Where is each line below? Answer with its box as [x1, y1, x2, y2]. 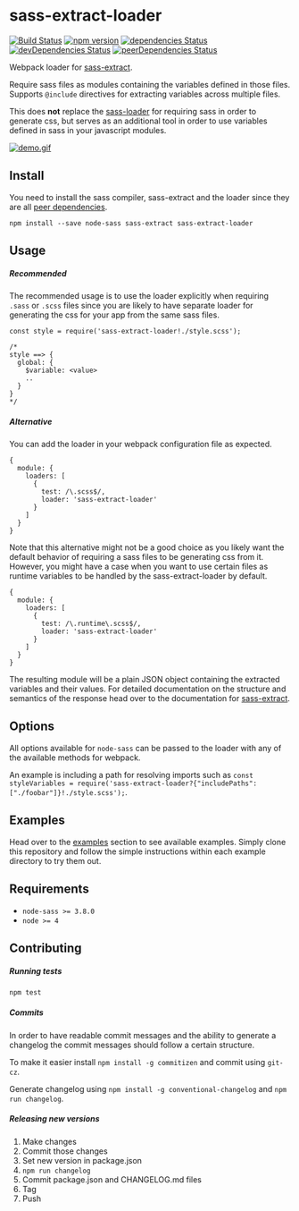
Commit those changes [21, 1146, 109, 1156]
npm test [9, 987, 42, 997]
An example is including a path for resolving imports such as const [9, 769, 254, 780]
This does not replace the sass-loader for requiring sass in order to [9, 106, 257, 116]
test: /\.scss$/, [41, 487, 105, 496]
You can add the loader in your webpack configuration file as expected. [9, 439, 272, 450]
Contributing [9, 940, 82, 955]
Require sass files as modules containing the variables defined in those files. [9, 79, 291, 89]
